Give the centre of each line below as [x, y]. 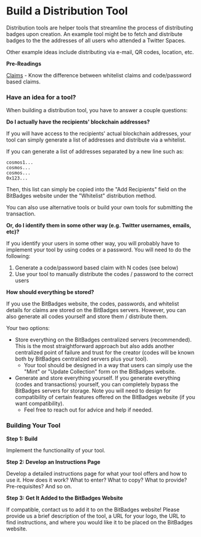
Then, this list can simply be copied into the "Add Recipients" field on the [96, 190]
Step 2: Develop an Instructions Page [53, 462]
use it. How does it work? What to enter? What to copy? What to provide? [97, 480]
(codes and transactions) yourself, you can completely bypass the [97, 385]
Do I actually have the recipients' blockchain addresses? [78, 122]
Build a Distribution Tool [67, 11]
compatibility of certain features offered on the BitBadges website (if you [105, 397]
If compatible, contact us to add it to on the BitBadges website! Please [93, 509]
